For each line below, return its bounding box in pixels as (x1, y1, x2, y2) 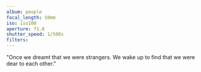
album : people (6, 8, 43, 15)
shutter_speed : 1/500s (6, 31, 64, 38)
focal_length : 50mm (6, 15, 56, 21)
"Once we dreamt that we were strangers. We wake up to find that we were (6, 54, 196, 61)
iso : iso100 (6, 20, 37, 26)
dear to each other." (6, 60, 57, 67)
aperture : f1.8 (6, 25, 45, 32)
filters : (6, 37, 29, 43)
